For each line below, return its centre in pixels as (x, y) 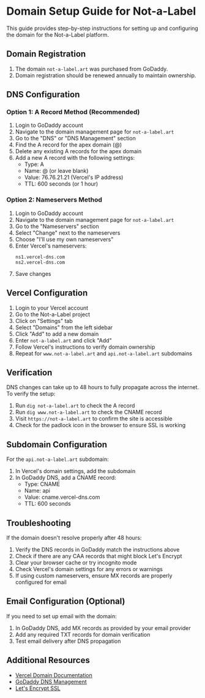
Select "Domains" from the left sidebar (64, 327)
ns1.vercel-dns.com (40, 257)
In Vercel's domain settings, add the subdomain (75, 471)
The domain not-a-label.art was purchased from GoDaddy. (91, 69)
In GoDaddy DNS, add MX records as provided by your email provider (103, 628)
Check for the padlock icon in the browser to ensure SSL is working (100, 425)
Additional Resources (48, 660)
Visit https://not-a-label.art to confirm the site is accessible (94, 419)
